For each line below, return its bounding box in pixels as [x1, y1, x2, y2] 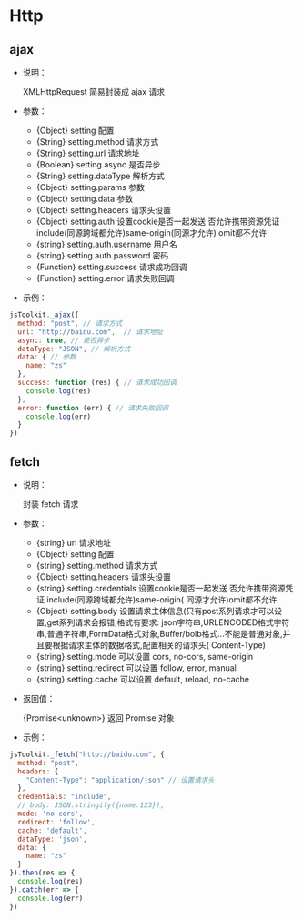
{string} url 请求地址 [35, 537, 112, 548]
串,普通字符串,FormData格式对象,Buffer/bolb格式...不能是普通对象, [35, 628, 283, 639]
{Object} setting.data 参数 [35, 193, 134, 204]
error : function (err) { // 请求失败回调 [17, 403, 169, 412]
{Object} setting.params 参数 [35, 182, 146, 192]
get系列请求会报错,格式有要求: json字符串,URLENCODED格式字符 [46, 616, 290, 628]
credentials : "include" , [17, 793, 112, 802]
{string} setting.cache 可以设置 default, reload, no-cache [35, 673, 250, 684]
